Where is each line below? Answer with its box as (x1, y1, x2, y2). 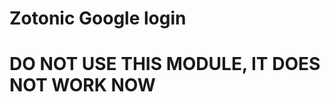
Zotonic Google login (9, 7, 187, 30)
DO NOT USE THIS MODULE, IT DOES (9, 53, 321, 76)
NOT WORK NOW (9, 74, 156, 97)
